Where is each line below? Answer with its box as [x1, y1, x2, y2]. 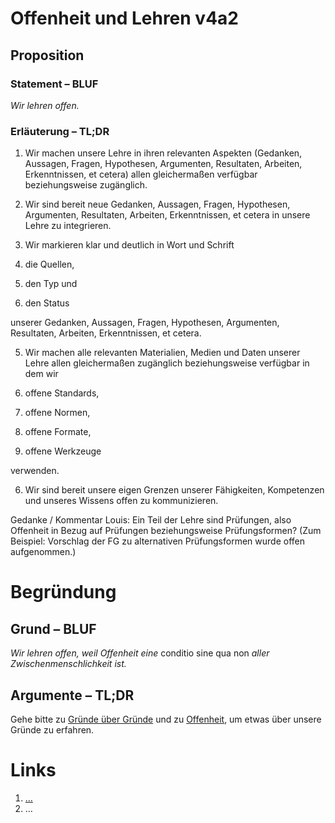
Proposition [10, 47, 85, 64]
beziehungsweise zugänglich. [24, 179, 148, 191]
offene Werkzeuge [24, 445, 102, 457]
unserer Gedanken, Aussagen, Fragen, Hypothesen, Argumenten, [10, 317, 280, 329]
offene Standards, [24, 387, 100, 399]
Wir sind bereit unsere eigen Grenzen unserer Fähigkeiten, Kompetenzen [24, 484, 325, 496]
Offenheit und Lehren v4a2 [10, 7, 239, 30]
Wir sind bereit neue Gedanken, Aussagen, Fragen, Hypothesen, [24, 198, 291, 211]
